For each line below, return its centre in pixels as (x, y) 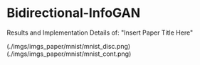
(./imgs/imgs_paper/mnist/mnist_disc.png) (69, 46)
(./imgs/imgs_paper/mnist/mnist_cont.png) (69, 54)
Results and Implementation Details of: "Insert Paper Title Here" (100, 32)
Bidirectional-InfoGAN (74, 13)
